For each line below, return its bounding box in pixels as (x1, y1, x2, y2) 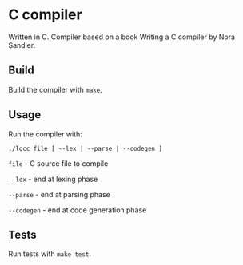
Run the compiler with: (8, 129, 82, 139)
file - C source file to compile (8, 158, 109, 168)
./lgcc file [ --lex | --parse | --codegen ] (8, 144, 162, 152)
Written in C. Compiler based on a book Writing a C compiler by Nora (8, 32, 236, 42)
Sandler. (8, 40, 36, 49)
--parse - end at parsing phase (8, 189, 110, 199)
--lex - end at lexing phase (8, 174, 98, 184)
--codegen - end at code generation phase (8, 205, 147, 215)
